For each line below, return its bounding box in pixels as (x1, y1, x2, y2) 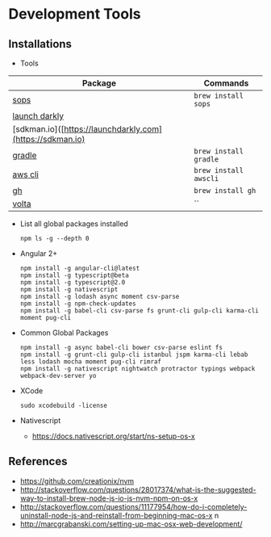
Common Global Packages (19, 328, 109, 338)
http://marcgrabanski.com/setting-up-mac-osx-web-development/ (19, 518, 243, 529)
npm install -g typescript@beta (19, 271, 129, 279)
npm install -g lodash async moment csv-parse (19, 292, 180, 300)
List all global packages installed (19, 219, 129, 229)
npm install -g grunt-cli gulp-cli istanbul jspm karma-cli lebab (19, 350, 248, 359)
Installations (8, 37, 73, 51)
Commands (203, 78, 249, 89)
